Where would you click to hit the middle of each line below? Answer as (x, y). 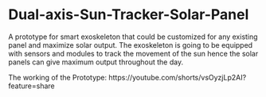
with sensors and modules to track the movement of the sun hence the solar (133, 53)
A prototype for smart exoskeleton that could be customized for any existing (133, 37)
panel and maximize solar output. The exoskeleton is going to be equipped (131, 45)
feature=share (31, 86)
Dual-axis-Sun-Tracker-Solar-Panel (129, 15)
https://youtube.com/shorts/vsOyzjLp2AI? (178, 77)
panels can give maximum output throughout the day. (96, 62)
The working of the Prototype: (58, 77)
